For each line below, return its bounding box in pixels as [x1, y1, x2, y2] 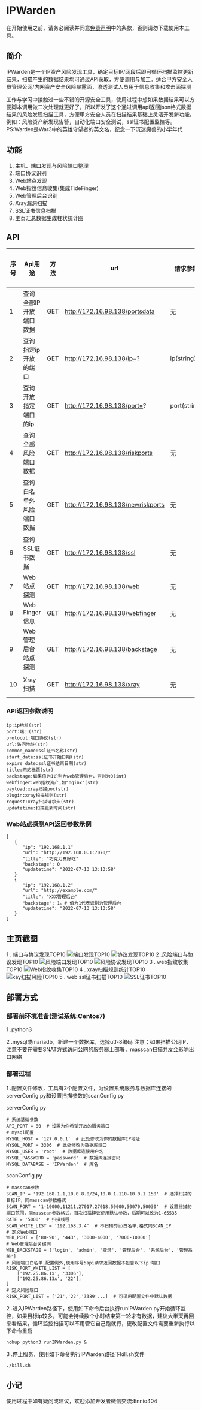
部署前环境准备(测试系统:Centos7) [6, 1012, 106, 1020]
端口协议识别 [14, 169, 47, 177]
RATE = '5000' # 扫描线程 [6, 1216, 70, 1222]
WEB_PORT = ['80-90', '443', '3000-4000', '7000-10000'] [6, 1234, 151, 1240]
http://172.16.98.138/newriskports [65, 501, 165, 509]
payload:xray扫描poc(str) [6, 786, 69, 792]
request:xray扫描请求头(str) [6, 799, 75, 805]
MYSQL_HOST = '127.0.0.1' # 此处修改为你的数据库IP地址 [6, 1135, 141, 1142]
